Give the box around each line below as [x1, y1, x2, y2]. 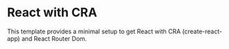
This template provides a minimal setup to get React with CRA [7, 27, 181, 35]
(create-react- [182, 27, 222, 35]
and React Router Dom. [21, 34, 87, 42]
